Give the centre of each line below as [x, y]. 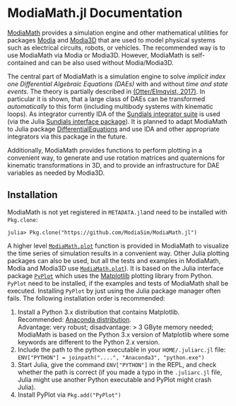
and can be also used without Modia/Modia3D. [106, 62]
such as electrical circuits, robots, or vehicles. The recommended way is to [117, 47]
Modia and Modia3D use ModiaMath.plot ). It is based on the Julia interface [116, 268]
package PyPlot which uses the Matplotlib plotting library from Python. [110, 275]
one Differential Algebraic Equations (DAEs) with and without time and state [118, 83]
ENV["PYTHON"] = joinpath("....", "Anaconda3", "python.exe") [111, 358]
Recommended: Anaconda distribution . [75, 319]
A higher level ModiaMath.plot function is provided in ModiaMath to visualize [118, 245]
